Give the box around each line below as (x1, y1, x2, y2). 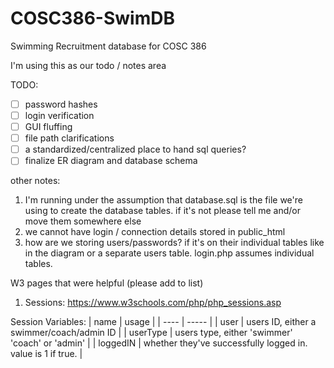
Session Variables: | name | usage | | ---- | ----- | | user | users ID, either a (10, 316, 317, 328)
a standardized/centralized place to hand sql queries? (24, 143, 247, 156)
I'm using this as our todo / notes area (10, 59, 167, 71)
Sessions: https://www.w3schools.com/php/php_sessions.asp (24, 297, 282, 309)
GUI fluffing (24, 121, 73, 133)
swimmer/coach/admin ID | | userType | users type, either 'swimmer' (10, 327, 293, 339)
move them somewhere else (24, 215, 142, 227)
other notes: (10, 175, 61, 187)
